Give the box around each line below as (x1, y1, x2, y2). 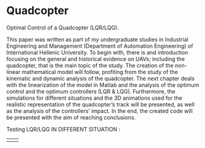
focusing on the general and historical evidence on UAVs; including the (6, 55, 185, 62)
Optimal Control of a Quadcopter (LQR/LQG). (6, 24, 119, 31)
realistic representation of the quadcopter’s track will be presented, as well (6, 100, 195, 108)
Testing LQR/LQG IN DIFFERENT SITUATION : (6, 125, 121, 133)
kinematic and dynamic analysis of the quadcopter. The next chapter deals (6, 75, 195, 82)
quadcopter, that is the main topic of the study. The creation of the (6, 62, 174, 69)
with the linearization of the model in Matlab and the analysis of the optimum (6, 81, 199, 89)
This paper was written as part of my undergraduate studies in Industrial (6, 35, 188, 43)
